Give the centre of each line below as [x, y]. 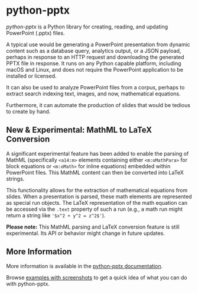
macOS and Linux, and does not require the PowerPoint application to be [95, 69]
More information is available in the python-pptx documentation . [85, 266]
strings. [15, 179]
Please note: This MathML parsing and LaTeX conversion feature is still [93, 227]
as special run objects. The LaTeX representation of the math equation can [97, 202]
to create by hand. [28, 111]
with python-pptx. [28, 284]
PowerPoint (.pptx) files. [35, 33]
